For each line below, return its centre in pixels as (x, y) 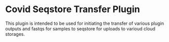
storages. (15, 34)
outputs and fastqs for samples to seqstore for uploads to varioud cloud (80, 28)
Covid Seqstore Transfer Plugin (73, 9)
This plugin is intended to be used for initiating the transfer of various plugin (84, 23)
